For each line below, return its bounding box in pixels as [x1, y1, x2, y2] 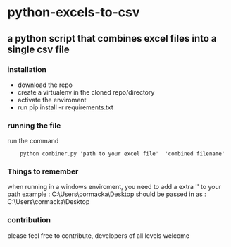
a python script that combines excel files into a [7, 32, 217, 44]
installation [7, 64, 47, 74]
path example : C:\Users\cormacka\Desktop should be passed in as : [7, 190, 206, 198]
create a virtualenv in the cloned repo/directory [17, 88, 155, 96]
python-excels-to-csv [7, 4, 140, 20]
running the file [7, 121, 61, 131]
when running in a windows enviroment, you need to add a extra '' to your [7, 183, 222, 191]
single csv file [7, 43, 70, 55]
